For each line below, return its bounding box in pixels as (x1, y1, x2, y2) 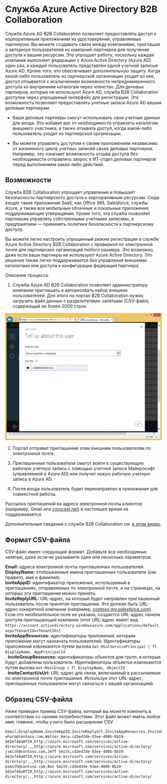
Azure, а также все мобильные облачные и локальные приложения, (5, 205, 150, 211)
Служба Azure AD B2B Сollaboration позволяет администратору (12, 282, 148, 288)
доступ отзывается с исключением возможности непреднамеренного (5, 78, 156, 84)
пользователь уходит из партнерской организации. (12, 130, 122, 136)
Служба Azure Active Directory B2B (5, 3, 158, 15)
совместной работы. (12, 491, 57, 497)
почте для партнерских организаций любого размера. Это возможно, (5, 246, 154, 253)
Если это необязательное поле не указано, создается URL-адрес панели (5, 612, 161, 618)
